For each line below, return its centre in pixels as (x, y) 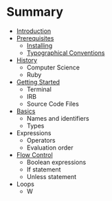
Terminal (39, 89)
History (27, 60)
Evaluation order (50, 147)
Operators (41, 140)
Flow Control (34, 154)
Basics (26, 111)
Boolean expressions (56, 162)
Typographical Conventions (66, 53)
